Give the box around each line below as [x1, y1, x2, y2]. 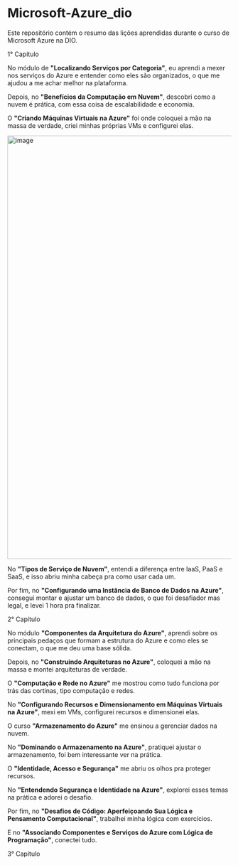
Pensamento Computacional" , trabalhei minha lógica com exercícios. [7, 814, 212, 822]
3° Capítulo [7, 849, 40, 858]
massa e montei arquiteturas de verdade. [7, 665, 128, 673]
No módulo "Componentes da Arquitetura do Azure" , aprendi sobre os [7, 628, 218, 637]
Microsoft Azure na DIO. [7, 36, 78, 44]
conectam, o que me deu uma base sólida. [7, 643, 132, 652]
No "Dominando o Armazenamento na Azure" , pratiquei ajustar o [7, 743, 202, 751]
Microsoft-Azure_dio [7, 5, 133, 21]
